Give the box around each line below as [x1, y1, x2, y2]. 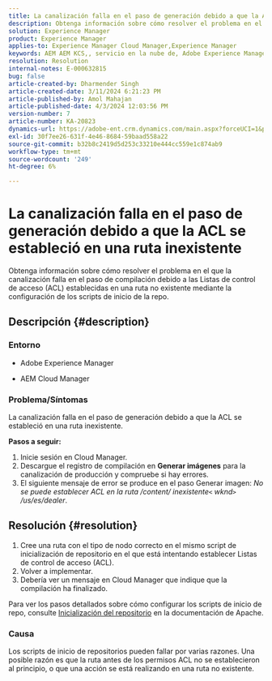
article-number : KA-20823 [8, 118, 96, 126]
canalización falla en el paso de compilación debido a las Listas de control [8, 275, 256, 285]
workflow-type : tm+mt [8, 148, 82, 156]
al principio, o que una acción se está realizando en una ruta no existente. [8, 664, 255, 674]
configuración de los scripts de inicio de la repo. [8, 292, 170, 302]
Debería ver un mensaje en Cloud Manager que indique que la [19, 575, 227, 585]
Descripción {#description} [8, 315, 150, 329]
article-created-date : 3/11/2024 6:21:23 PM [8, 87, 161, 96]
